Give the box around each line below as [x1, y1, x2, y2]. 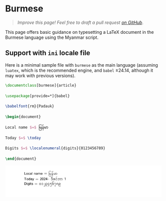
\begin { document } [5, 114, 41, 119]
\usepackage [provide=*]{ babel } [5, 93, 70, 99]
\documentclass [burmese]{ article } [5, 83, 77, 88]
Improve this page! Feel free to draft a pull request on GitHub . [17, 19, 144, 25]
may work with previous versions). [5, 73, 76, 79]
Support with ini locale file [5, 49, 90, 57]
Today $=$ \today [5, 135, 41, 140]
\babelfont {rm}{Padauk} [5, 104, 55, 109]
